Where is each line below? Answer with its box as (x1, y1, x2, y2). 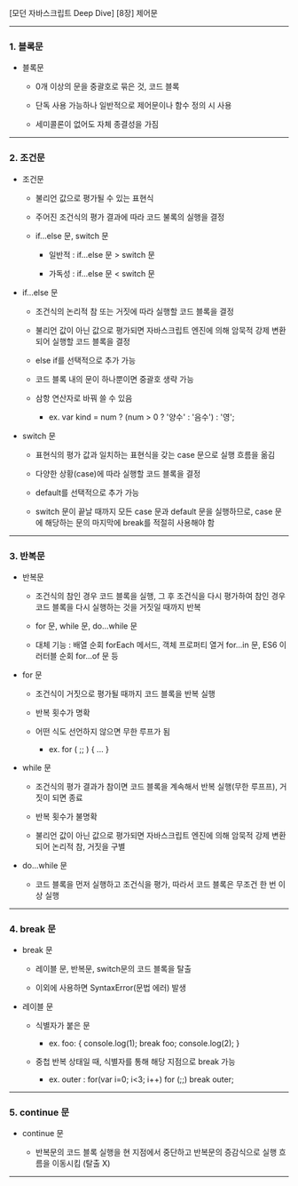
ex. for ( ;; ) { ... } (48, 743, 109, 754)
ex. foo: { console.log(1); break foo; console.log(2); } (48, 1038, 240, 1049)
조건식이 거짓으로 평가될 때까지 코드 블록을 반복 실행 (35, 688, 216, 699)
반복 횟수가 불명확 (35, 811, 98, 821)
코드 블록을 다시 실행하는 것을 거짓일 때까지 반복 (35, 601, 201, 612)
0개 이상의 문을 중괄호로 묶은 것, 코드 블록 (35, 81, 180, 92)
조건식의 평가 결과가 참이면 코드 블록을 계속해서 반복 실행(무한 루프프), (35, 781, 278, 791)
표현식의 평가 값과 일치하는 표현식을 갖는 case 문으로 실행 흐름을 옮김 (35, 449, 276, 460)
